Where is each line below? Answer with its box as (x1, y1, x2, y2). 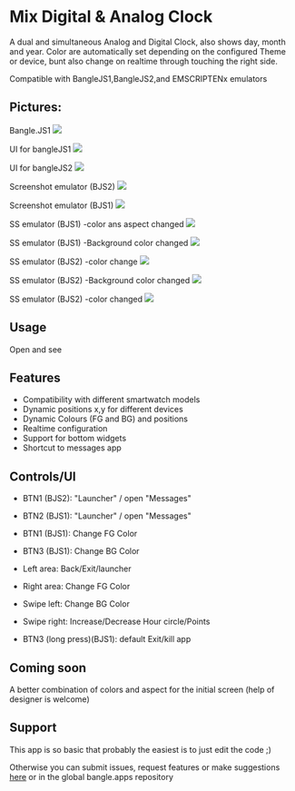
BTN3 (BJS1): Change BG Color (22, 546, 140, 557)
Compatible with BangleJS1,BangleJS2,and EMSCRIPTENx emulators (9, 73, 268, 84)
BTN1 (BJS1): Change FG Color (22, 529, 138, 539)
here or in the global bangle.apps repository (9, 771, 174, 782)
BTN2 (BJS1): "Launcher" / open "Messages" (22, 510, 192, 521)
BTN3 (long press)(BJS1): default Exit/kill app (22, 634, 192, 645)
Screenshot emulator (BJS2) (9, 181, 116, 192)
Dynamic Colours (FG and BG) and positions (22, 413, 189, 424)
